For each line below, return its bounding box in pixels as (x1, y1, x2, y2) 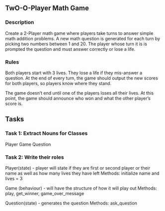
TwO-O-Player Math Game (5, 4, 89, 12)
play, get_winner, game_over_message (5, 190, 84, 196)
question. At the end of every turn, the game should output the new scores (5, 75, 158, 81)
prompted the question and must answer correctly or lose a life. (5, 46, 136, 52)
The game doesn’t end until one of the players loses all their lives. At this (5, 90, 154, 96)
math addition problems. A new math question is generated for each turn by (5, 35, 161, 41)
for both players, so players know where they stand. (5, 80, 112, 86)
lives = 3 (5, 175, 23, 181)
